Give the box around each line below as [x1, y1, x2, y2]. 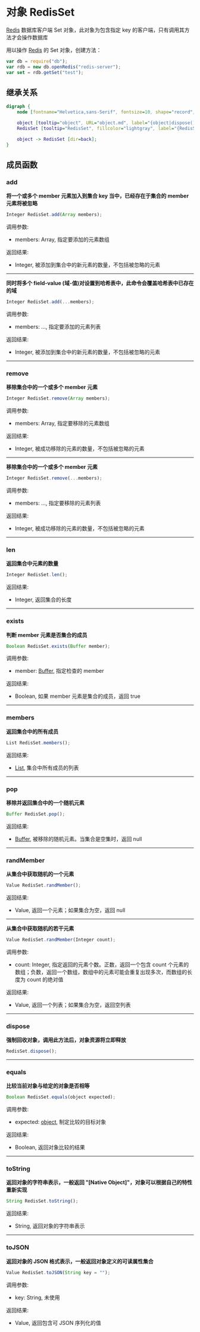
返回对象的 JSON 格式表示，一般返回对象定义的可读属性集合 [6, 1257, 154, 1265]
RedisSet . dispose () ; [6, 1048, 58, 1055]
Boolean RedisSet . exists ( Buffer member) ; [6, 643, 111, 649]
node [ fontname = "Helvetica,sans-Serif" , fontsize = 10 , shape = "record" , [17, 109, 196, 115]
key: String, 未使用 [14, 1294, 61, 1301]
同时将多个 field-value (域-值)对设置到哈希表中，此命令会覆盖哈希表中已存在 [6, 280, 194, 287]
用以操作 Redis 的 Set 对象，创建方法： [6, 46, 102, 54]
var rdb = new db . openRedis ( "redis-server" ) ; [6, 64, 121, 70]
